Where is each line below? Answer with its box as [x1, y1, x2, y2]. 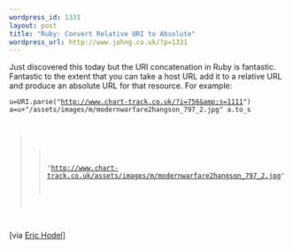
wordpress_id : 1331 [9, 12, 81, 22]
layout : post [9, 21, 58, 30]
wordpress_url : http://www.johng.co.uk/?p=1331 [9, 37, 189, 47]
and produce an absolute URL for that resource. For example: [9, 80, 233, 91]
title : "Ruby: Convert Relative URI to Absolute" [9, 29, 197, 38]
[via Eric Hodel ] [9, 230, 66, 240]
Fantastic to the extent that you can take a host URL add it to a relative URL [9, 72, 282, 82]
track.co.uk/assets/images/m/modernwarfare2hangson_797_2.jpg [47, 171, 281, 180]
